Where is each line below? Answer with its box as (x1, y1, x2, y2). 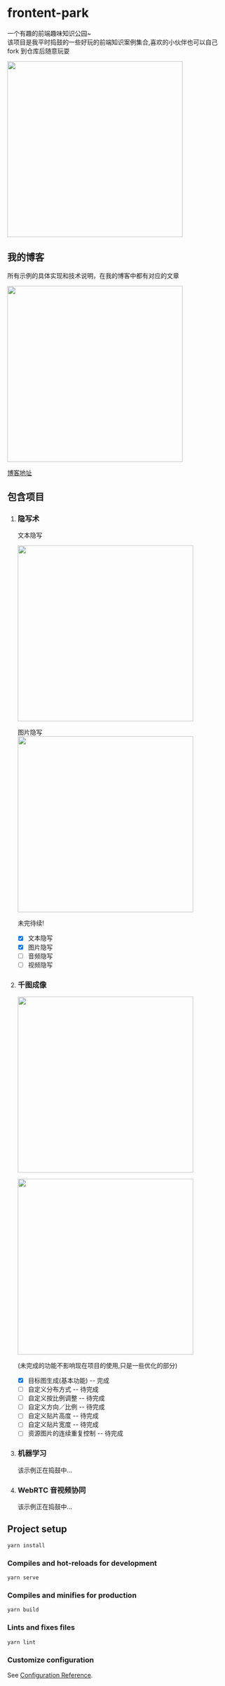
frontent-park (7, 5, 89, 21)
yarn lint (7, 1638, 36, 1646)
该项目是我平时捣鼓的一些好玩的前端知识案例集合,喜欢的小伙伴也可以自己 (7, 37, 219, 46)
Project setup (7, 1523, 68, 1535)
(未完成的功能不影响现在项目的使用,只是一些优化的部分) (17, 1361, 178, 1369)
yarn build (7, 1606, 39, 1614)
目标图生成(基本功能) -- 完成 (27, 1376, 110, 1384)
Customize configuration (7, 1655, 95, 1665)
